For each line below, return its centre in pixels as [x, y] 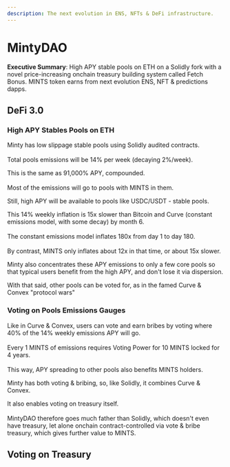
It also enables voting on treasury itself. [63, 404]
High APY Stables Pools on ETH [61, 130]
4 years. [19, 355]
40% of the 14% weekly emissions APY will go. [74, 332]
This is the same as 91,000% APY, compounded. [76, 173]
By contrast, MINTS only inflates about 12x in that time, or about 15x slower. [114, 251]
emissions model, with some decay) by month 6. [76, 222]
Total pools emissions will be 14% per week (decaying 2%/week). [100, 160]
